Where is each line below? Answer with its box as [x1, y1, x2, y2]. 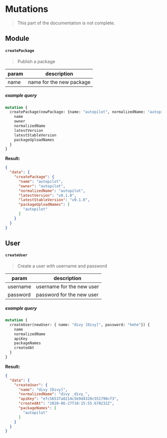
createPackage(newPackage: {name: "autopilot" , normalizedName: [9, 109, 146, 115]
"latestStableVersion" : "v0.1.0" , [18, 197, 90, 202]
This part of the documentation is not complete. [17, 20, 115, 26]
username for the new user [36, 283, 99, 290]
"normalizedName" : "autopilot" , [18, 188, 85, 193]
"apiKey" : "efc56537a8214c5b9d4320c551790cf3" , [18, 396, 119, 401]
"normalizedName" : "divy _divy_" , [18, 392, 90, 397]
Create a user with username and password [17, 263, 107, 269]
